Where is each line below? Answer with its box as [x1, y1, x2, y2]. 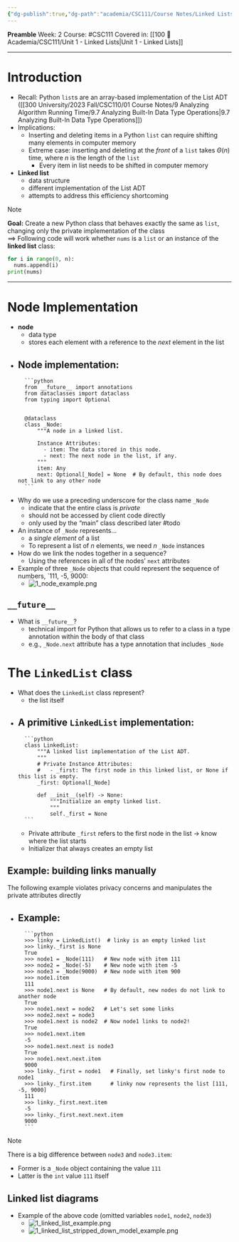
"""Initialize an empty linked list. [49, 797, 161, 805]
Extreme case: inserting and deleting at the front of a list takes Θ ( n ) [28, 145, 230, 154]
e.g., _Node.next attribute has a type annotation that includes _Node [28, 639, 224, 648]
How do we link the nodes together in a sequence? [17, 549, 167, 557]
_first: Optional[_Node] [36, 779, 111, 786]
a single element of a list [28, 534, 100, 542]
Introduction [7, 69, 83, 86]
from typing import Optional [24, 396, 111, 403]
